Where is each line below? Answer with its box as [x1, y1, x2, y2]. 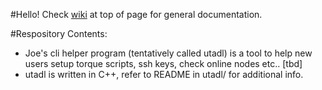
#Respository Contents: [10, 28, 108, 39]
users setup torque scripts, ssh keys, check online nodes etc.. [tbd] [24, 58, 303, 69]
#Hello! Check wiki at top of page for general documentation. [10, 9, 263, 20]
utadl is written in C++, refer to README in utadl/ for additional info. [24, 69, 304, 80]
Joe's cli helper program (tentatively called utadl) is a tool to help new [24, 47, 313, 59]
